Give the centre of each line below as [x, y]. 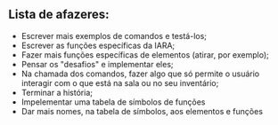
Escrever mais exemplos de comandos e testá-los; [114, 35]
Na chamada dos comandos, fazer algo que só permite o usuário [140, 74]
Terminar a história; [57, 92]
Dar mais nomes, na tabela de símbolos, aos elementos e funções [142, 111]
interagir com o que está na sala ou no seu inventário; [120, 82]
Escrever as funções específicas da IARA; [98, 45]
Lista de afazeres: [59, 15]
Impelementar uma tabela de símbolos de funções [113, 102]
